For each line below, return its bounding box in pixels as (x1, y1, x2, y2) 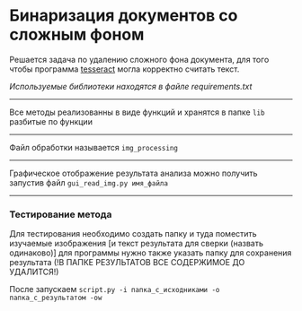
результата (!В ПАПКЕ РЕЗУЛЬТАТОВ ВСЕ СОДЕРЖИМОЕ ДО (9, 257, 245, 268)
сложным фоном (9, 24, 145, 45)
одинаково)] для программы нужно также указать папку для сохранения (9, 247, 292, 258)
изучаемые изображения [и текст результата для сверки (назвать (9, 238, 263, 249)
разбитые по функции (9, 116, 93, 126)
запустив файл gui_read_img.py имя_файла (9, 177, 169, 188)
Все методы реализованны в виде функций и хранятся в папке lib (9, 107, 265, 117)
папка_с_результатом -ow (9, 293, 102, 303)
